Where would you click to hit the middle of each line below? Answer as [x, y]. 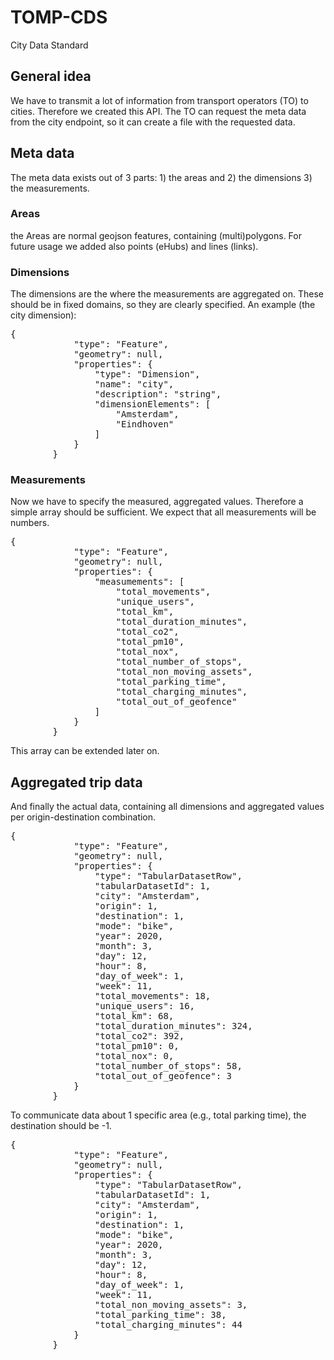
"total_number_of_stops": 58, [168, 1066]
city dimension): [43, 315]
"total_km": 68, [134, 1016]
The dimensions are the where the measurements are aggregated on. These [167, 294]
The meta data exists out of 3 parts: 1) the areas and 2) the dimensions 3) [161, 177]
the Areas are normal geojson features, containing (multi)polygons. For [156, 235]
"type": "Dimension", [147, 374]
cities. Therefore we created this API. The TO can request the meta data [158, 111]
